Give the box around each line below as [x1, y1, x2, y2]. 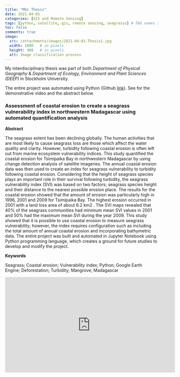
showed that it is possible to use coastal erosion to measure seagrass [5, 217, 144, 223]
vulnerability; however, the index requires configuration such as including [5, 223, 151, 229]
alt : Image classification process [9, 52, 82, 57]
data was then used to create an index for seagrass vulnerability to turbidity [5, 166, 156, 172]
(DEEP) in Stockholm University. [5, 76, 69, 82]
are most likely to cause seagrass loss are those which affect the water [5, 140, 147, 146]
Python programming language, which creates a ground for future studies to [5, 238, 158, 244]
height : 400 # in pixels [9, 48, 64, 52]
